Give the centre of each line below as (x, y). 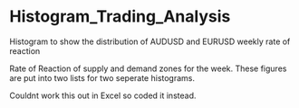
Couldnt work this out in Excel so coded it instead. (103, 95)
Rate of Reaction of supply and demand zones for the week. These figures (148, 68)
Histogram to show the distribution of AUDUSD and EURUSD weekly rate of (150, 41)
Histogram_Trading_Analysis (120, 17)
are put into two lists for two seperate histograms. (102, 77)
